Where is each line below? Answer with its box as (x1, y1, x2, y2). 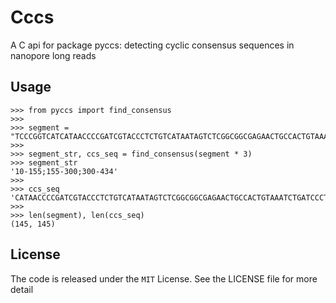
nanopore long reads (10, 49, 97, 61)
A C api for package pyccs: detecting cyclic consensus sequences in (10, 39, 295, 51)
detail (10, 283, 34, 295)
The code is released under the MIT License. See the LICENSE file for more (10, 272, 318, 285)
